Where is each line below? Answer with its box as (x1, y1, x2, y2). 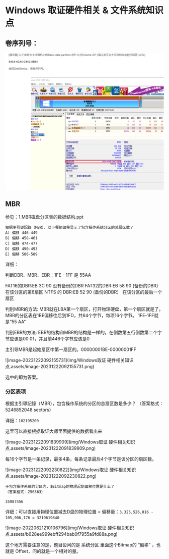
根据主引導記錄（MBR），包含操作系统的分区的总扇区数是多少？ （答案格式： (5, 400, 164, 406)
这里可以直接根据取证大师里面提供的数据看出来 (5, 428, 102, 434)
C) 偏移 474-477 (5, 241, 38, 246)
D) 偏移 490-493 (5, 246, 38, 251)
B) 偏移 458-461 (5, 235, 38, 240)
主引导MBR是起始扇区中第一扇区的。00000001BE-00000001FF (5, 346, 137, 352)
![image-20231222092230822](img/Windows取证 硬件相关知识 (5, 467, 136, 473)
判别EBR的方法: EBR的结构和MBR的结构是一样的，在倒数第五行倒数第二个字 (5, 329, 162, 335)
